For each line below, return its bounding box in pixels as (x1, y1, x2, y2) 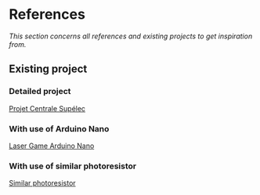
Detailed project (9, 86, 71, 97)
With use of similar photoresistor (9, 161, 136, 172)
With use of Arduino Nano (9, 123, 110, 134)
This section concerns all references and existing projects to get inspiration (9, 31, 253, 41)
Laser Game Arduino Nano (9, 141, 95, 150)
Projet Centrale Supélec (9, 103, 85, 113)
